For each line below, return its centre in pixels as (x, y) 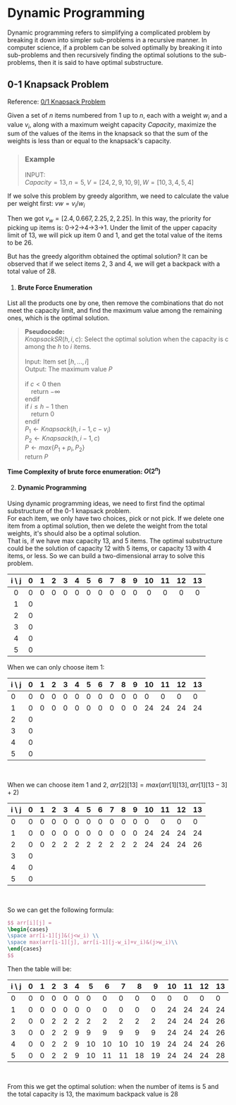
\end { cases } (25, 949)
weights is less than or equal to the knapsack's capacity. (89, 141)
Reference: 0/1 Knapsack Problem (56, 101)
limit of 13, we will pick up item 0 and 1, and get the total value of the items (115, 235)
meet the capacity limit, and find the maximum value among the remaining (115, 311)
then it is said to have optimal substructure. (100, 62)
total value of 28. (32, 271)
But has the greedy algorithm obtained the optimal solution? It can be (107, 257)
